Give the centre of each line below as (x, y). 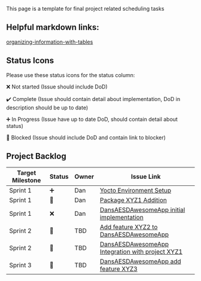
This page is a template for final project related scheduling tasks (85, 9)
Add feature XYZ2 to (129, 227)
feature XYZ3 (118, 269)
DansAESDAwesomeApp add (140, 261)
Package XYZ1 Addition (133, 200)
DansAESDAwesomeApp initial (142, 210)
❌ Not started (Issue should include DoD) (57, 87)
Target (27, 173)
